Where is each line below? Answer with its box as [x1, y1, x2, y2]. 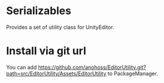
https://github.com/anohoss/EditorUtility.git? [38, 64, 146, 71]
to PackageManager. [107, 69, 158, 77]
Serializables [6, 4, 72, 18]
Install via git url [6, 44, 86, 58]
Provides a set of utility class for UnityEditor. [6, 24, 114, 31]
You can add [6, 64, 37, 71]
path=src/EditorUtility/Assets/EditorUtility [6, 69, 107, 77]
